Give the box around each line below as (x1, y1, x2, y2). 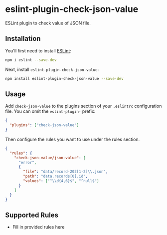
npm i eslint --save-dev (5, 57, 57, 62)
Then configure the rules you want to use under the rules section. (5, 136, 140, 142)
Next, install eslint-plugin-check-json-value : (5, 66, 99, 72)
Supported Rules (5, 211, 59, 219)
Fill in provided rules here (12, 224, 65, 230)
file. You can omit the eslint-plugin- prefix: (5, 108, 96, 114)
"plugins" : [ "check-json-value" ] (9, 123, 79, 128)
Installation (5, 34, 41, 43)
